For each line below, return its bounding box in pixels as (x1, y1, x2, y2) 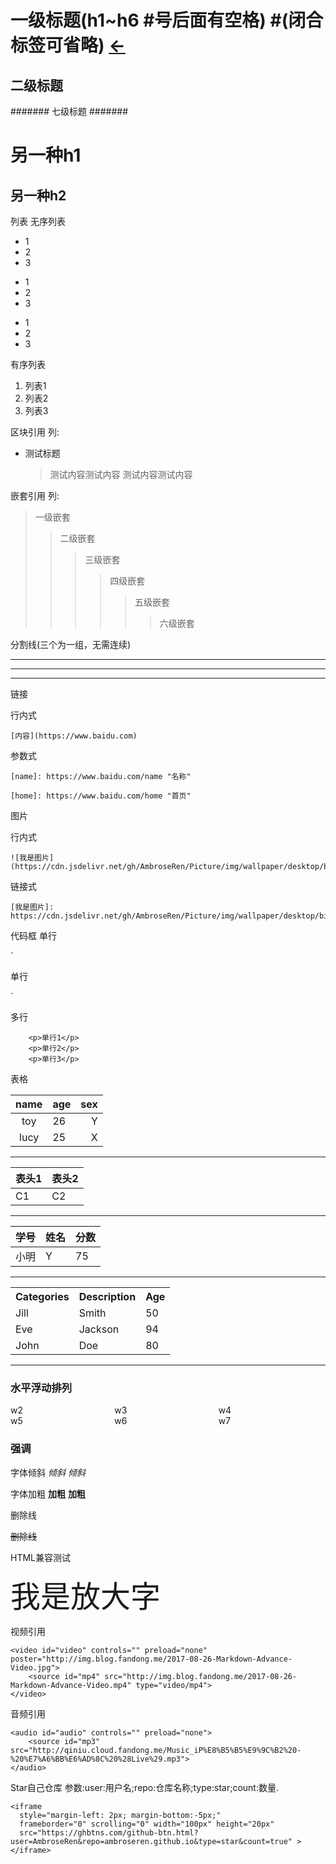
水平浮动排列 (10, 1381, 73, 1395)
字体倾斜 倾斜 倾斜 (10, 1466, 86, 1478)
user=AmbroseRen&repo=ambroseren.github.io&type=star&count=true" (10, 1836, 293, 1846)
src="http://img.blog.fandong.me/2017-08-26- (104, 1671, 298, 1681)
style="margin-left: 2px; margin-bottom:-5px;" (19, 1810, 222, 1820)
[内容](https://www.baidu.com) (10, 731, 138, 741)
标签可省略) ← (10, 34, 126, 57)
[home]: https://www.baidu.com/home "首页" (10, 791, 192, 801)
